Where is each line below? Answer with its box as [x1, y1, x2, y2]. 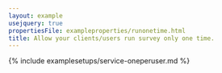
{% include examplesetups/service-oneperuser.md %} [8, 56, 191, 66]
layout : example [8, 11, 63, 20]
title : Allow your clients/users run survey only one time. [8, 34, 216, 43]
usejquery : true [8, 19, 63, 27]
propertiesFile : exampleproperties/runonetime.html [8, 26, 186, 34]
